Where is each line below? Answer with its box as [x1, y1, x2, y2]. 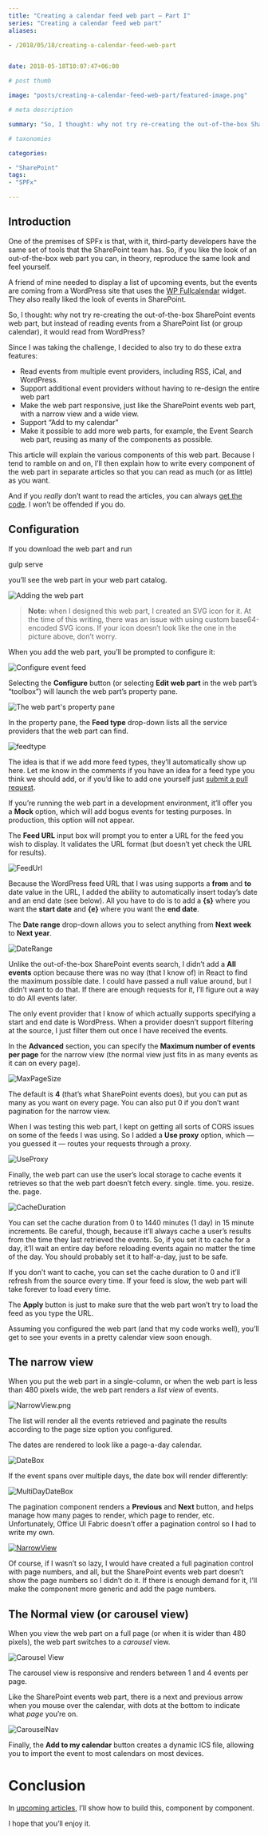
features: [8, 351, 38, 360]
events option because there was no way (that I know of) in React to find [8, 968, 248, 977]
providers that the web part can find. [8, 726, 129, 736]
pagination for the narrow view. [8, 1106, 111, 1116]
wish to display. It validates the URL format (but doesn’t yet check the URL [8, 839, 253, 848]
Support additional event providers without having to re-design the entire [19, 383, 260, 393]
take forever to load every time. [8, 1284, 112, 1293]
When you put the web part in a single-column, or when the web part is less [8, 1377, 258, 1386]
